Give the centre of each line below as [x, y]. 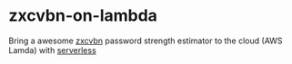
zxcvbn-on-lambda [83, 16]
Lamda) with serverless [52, 50]
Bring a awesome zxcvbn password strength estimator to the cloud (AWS [146, 41]
